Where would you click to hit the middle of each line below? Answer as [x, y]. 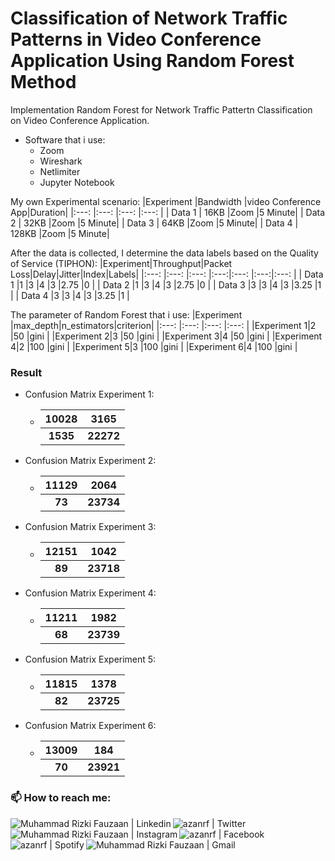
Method [43, 82]
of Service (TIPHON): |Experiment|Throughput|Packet [121, 263]
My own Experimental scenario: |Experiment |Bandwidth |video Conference [166, 201]
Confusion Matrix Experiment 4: [90, 593]
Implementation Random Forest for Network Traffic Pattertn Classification [161, 109]
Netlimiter [60, 171]
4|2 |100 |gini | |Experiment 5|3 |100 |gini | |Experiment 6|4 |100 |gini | [154, 346]
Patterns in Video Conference [136, 39]
